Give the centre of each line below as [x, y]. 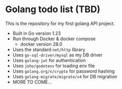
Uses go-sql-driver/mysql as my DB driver [57, 55]
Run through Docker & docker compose [54, 39]
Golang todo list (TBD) [53, 9]
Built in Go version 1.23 [37, 33]
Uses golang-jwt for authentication [49, 60]
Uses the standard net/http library [49, 49]
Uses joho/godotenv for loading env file [54, 66]
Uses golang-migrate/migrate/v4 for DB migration [65, 76]
